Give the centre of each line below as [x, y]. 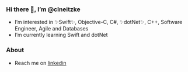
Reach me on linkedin [40, 63]
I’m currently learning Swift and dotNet [61, 35]
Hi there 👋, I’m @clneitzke [43, 9]
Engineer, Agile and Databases [51, 29]
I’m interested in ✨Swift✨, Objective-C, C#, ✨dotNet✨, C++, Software [98, 22]
